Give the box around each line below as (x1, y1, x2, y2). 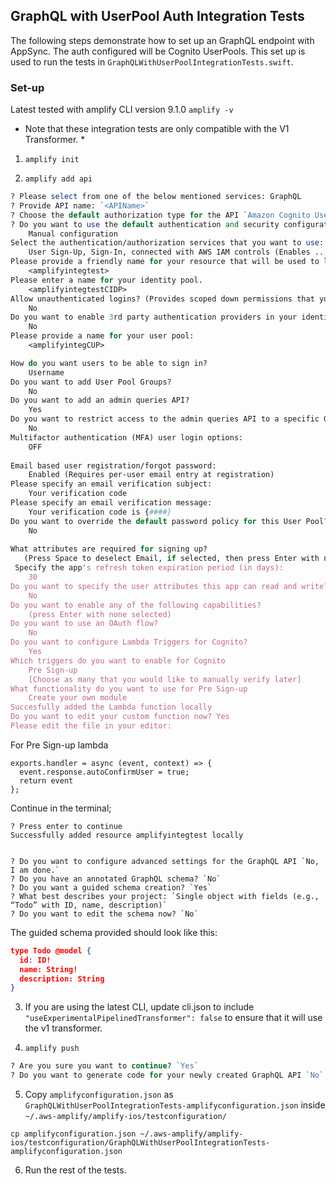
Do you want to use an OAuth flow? (10, 619, 159, 629)
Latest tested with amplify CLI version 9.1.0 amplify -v (10, 104, 234, 116)
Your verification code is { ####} (28, 507, 172, 517)
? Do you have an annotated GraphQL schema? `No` (10, 874, 222, 884)
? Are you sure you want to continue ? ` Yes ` (10, 1061, 199, 1071)
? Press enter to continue (10, 821, 123, 831)
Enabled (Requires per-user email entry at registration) (28, 470, 275, 480)
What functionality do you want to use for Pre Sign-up (10, 684, 248, 694)
